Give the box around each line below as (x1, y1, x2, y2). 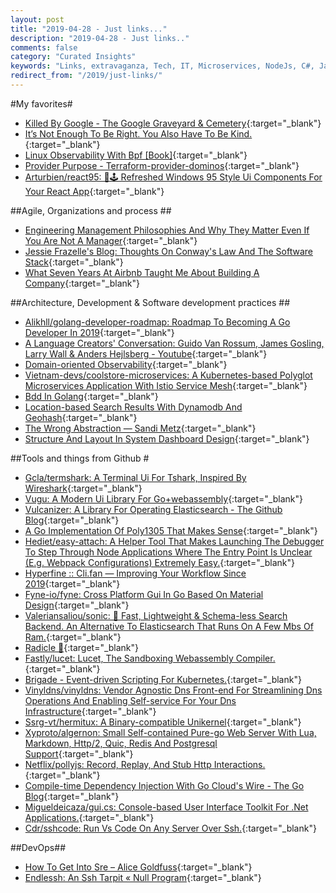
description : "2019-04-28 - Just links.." (10, 33, 190, 43)
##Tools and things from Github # (10, 452, 150, 464)
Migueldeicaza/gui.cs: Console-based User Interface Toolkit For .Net (24, 801, 309, 813)
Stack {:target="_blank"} (24, 256, 124, 268)
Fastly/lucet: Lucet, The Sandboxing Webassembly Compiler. (24, 652, 276, 664)
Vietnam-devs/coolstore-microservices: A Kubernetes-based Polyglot (24, 369, 313, 381)
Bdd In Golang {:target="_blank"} (24, 390, 159, 402)
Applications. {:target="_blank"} (24, 811, 155, 823)
